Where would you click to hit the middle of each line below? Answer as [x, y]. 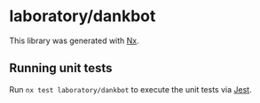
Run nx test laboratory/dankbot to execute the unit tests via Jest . [130, 89]
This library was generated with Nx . [74, 40]
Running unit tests [61, 68]
